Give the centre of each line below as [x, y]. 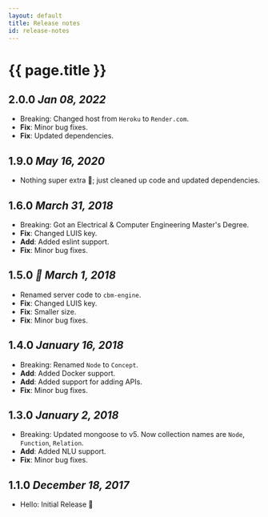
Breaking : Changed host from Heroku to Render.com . [104, 119]
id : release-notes [39, 30]
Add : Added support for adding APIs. [81, 382]
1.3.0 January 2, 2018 [64, 416]
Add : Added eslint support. [64, 242]
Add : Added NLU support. [63, 451]
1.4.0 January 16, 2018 [66, 345]
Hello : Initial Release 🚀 [56, 504]
